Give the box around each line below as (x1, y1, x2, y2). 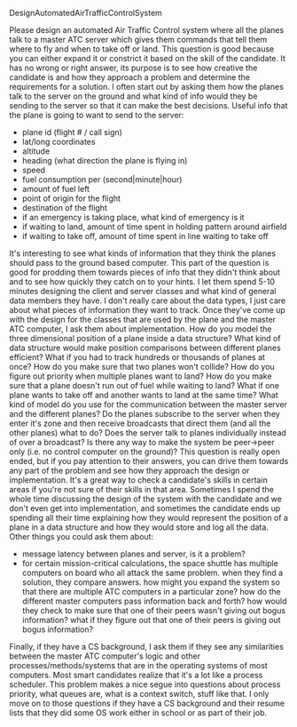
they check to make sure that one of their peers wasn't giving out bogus (21, 605, 286, 616)
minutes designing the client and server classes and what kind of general (9, 286, 277, 296)
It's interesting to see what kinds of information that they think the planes (9, 248, 277, 259)
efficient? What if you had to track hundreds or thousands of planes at (9, 352, 266, 363)
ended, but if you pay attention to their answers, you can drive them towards (9, 456, 289, 466)
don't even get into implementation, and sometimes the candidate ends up (9, 503, 281, 514)
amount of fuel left (21, 184, 90, 194)
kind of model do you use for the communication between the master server (9, 399, 288, 410)
